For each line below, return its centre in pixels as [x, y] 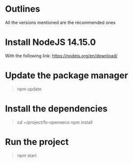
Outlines [23, 9]
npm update [29, 89]
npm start [27, 155]
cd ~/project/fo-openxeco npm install [55, 122]
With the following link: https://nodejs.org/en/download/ [61, 56]
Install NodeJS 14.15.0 [51, 42]
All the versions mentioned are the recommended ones [60, 22]
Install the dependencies [56, 109]
